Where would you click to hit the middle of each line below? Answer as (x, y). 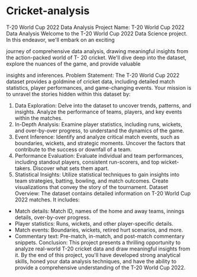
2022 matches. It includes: (47, 200)
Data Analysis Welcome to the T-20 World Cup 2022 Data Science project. (97, 33)
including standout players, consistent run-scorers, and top (87, 162)
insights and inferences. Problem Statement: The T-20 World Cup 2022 (93, 75)
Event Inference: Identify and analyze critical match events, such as (97, 136)
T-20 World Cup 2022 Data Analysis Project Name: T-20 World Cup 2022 (96, 27)
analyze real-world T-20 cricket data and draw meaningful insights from (102, 249)
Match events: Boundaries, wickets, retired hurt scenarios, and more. (99, 230)
